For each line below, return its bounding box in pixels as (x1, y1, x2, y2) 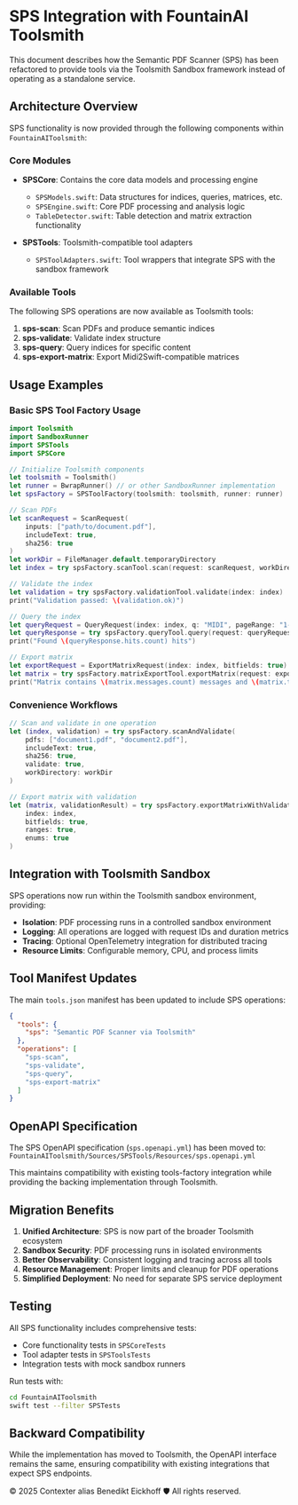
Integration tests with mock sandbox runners (21, 1358, 186, 1369)
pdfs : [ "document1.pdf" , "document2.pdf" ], (25, 735, 189, 744)
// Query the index (9, 612, 82, 621)
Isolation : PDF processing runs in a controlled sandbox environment (21, 916, 272, 927)
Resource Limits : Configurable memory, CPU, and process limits (21, 945, 259, 955)
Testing (9, 1299, 52, 1314)
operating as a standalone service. (9, 73, 136, 83)
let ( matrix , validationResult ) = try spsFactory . (9, 801, 200, 810)
